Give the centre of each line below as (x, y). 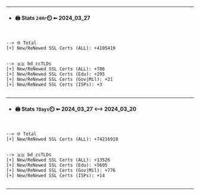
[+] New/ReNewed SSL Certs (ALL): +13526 (58, 160)
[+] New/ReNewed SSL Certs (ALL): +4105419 (61, 48)
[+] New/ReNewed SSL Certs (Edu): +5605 (57, 165)
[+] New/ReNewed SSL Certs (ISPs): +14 (56, 176)
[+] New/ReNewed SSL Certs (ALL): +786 (56, 69)
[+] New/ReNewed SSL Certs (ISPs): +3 (54, 85)
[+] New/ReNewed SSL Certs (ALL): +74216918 (62, 139)
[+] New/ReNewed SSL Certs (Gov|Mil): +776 (61, 171)
